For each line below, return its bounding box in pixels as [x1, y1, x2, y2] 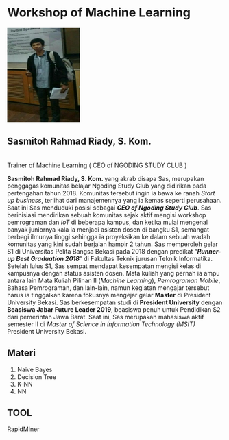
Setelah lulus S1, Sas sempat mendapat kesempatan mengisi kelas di [7, 262, 201, 270]
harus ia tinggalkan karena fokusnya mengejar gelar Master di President [7, 291, 211, 299]
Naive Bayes [16, 365, 53, 374]
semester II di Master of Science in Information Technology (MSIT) [7, 320, 195, 328]
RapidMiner [7, 425, 40, 433]
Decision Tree [16, 372, 57, 381]
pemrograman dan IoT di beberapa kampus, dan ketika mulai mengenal [7, 218, 208, 226]
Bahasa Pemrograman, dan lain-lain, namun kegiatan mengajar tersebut [7, 283, 210, 292]
